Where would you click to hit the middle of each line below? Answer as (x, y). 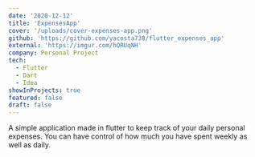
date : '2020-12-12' (41, 16)
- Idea (27, 83)
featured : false (35, 98)
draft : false (30, 105)
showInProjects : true (45, 90)
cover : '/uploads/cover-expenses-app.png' (80, 30)
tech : (17, 61)
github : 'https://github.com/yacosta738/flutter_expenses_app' (117, 38)
